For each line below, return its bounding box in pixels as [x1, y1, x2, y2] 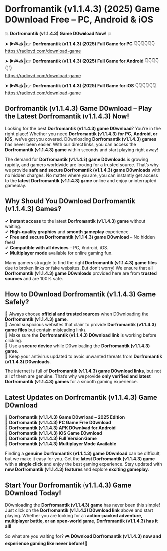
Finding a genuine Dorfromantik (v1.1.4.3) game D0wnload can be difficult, [5, 450, 161, 457]
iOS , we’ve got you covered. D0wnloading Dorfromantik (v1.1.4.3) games [5, 136, 157, 142]
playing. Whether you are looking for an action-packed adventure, [5, 513, 143, 518]
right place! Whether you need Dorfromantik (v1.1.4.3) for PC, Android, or [5, 131, 158, 137]
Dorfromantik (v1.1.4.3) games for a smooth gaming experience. [5, 379, 138, 385]
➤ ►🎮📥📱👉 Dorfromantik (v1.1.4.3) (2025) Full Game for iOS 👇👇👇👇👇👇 [5, 82, 157, 88]
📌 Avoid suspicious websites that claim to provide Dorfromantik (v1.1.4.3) [5, 322, 156, 328]
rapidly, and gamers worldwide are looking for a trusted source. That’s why [5, 161, 159, 168]
